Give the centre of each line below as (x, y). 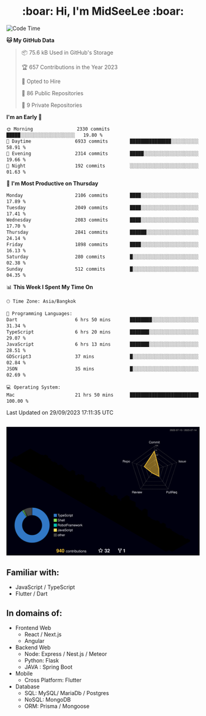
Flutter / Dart (31, 594)
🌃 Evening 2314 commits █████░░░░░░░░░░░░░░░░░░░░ (103, 154)
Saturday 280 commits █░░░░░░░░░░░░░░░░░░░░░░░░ (103, 257)
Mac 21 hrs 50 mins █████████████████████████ (103, 395)
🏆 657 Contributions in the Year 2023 (70, 67)
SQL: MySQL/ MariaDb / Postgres (67, 693)
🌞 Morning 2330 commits (58, 129)
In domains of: (34, 613)
